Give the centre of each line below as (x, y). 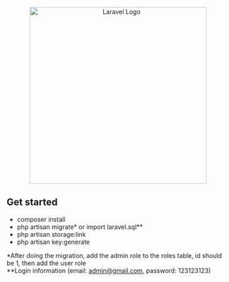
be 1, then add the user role (46, 263)
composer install (41, 219)
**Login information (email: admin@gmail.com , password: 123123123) (109, 270)
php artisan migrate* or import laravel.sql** (80, 227)
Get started (32, 202)
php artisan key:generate (53, 242)
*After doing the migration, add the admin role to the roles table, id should (114, 255)
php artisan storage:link (51, 234)
